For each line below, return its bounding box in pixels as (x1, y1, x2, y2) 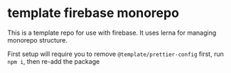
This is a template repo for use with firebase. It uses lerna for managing (7, 28, 217, 37)
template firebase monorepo (7, 5, 180, 21)
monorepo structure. (7, 35, 68, 44)
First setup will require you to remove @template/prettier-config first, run (7, 50, 224, 58)
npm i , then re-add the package (7, 57, 100, 65)
